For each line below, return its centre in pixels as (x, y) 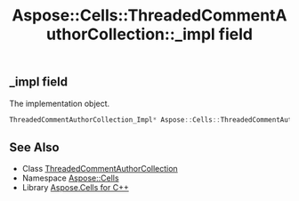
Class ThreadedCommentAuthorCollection (100, 169)
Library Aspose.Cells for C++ (75, 188)
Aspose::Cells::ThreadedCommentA (149, 16)
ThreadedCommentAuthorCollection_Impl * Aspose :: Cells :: (115, 120)
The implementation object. (60, 103)
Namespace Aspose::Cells (70, 178)
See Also (34, 147)
